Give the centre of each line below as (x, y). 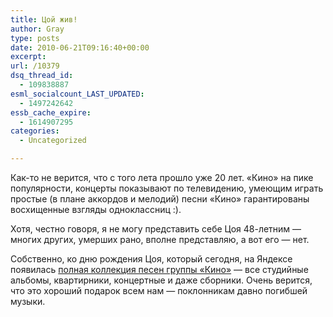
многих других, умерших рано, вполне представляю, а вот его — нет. (160, 239)
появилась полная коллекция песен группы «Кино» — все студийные (159, 269)
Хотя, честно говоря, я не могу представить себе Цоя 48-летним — (156, 229)
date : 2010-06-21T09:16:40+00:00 (80, 47)
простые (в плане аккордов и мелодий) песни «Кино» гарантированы (160, 199)
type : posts (35, 38)
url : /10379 (35, 66)
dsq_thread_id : (42, 76)
